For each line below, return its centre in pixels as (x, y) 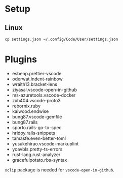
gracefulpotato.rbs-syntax (39, 160)
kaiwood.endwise (30, 111)
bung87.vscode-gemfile (37, 116)
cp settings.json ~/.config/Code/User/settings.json (61, 39)
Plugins (21, 60)
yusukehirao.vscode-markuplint (45, 143)
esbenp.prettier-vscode (37, 73)
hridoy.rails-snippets (33, 133)
